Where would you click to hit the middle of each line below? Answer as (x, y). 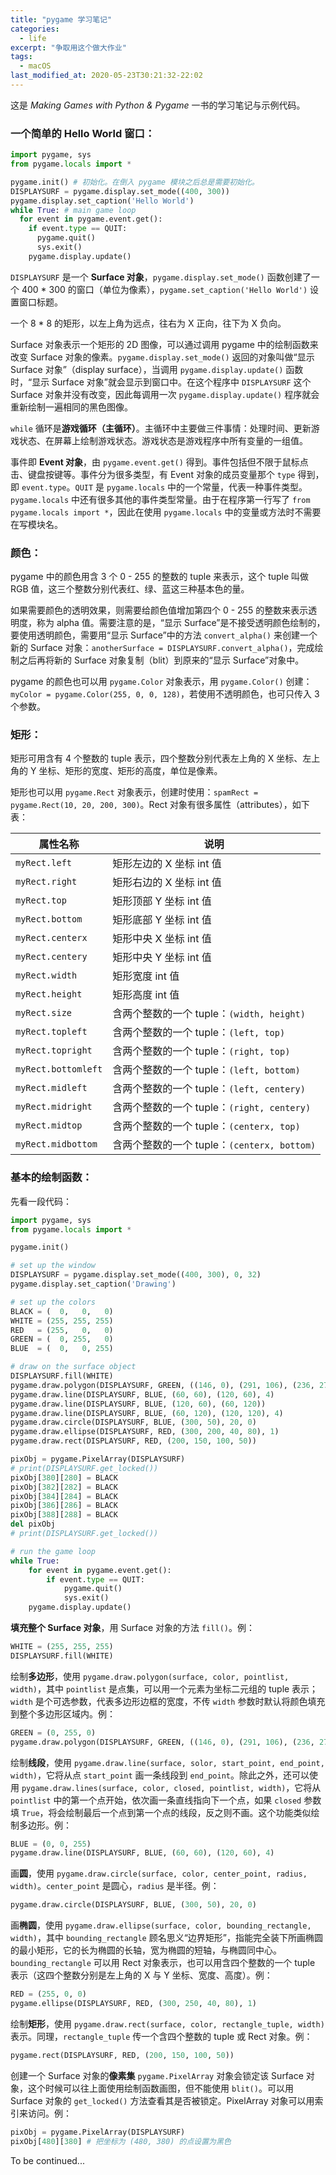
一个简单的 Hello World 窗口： (83, 133)
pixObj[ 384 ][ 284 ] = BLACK (64, 1496)
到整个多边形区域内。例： (63, 1713)
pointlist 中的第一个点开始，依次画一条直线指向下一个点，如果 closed (156, 1800)
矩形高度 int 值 (146, 995)
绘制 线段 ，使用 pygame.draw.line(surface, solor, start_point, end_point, (167, 1762)
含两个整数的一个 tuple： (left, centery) (209, 1089)
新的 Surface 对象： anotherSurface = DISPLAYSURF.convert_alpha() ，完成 (162, 648)
